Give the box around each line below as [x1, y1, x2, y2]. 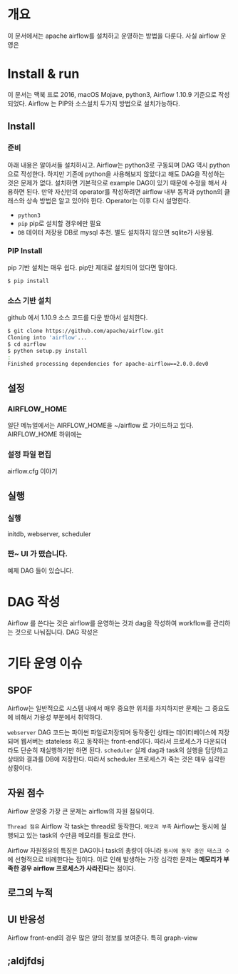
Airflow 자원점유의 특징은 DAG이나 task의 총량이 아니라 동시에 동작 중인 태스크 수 [7, 846, 230, 854]
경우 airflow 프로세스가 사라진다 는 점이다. [20, 864, 136, 872]
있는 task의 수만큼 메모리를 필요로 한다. [26, 831, 136, 839]
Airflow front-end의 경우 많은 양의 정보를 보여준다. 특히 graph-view [7, 933, 198, 942]
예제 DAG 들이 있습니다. [7, 566, 74, 575]
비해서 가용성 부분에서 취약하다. [14, 713, 103, 722]
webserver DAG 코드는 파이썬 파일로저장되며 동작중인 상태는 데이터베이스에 [7, 728, 217, 737]
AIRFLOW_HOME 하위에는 [7, 429, 83, 439]
